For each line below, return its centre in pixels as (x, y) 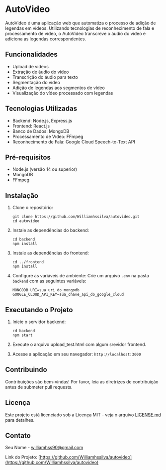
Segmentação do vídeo (36, 82)
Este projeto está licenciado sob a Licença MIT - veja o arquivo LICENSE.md (83, 415)
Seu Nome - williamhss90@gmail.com (44, 448)
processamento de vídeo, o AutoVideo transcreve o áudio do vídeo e (75, 33)
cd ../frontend (28, 262)
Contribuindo (26, 370)
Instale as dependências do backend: (51, 231)
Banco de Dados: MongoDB (41, 131)
